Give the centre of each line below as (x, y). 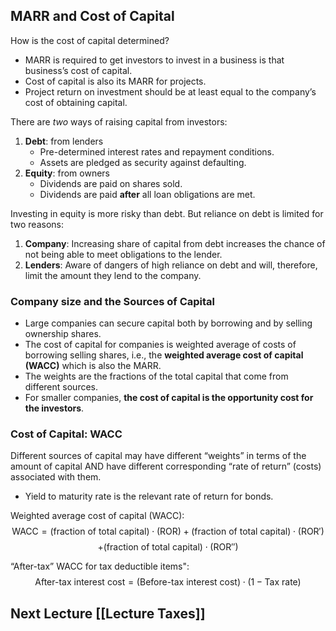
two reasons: (37, 224)
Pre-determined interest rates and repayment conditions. (157, 151)
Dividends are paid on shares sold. (111, 183)
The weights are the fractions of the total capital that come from (156, 376)
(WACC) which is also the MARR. (93, 366)
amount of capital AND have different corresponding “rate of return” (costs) (166, 466)
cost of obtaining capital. (76, 102)
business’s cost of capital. (78, 70)
